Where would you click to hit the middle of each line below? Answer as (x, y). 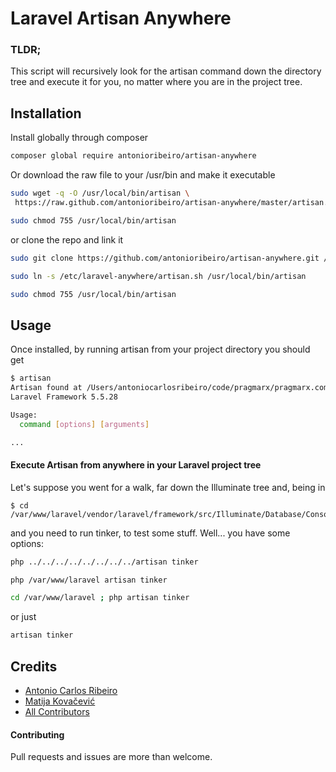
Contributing (37, 734)
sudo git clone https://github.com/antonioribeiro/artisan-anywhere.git (165, 258)
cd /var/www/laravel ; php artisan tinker (100, 598)
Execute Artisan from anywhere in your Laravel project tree (136, 465)
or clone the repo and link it (67, 239)
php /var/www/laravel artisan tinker (89, 580)
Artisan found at (46, 388)
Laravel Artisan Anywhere (121, 18)
